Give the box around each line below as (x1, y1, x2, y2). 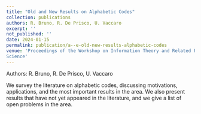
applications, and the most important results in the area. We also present (6, 88, 185, 95)
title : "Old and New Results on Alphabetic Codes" (6, 8, 135, 15)
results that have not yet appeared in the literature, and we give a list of (6, 94, 182, 101)
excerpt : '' (6, 25, 36, 32)
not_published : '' (6, 31, 52, 37)
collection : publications (6, 14, 71, 20)
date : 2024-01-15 (6, 37, 50, 43)
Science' (6, 53, 28, 59)
